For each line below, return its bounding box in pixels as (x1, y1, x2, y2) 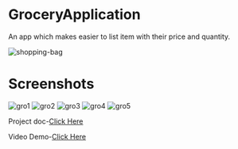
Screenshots (8, 75, 95, 93)
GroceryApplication (8, 6, 141, 24)
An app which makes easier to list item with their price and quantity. (8, 32, 231, 41)
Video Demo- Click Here (8, 132, 86, 141)
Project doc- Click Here (8, 117, 84, 126)
